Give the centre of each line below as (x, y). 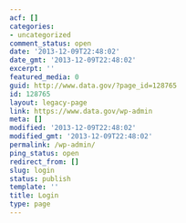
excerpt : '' (32, 69)
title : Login (34, 196)
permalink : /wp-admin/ (52, 145)
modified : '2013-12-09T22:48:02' (73, 128)
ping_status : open (44, 153)
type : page (30, 204)
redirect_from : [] (44, 162)
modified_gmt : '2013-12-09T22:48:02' (81, 137)
